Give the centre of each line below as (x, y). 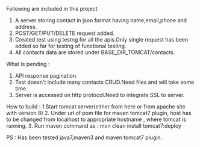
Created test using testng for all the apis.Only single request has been (102, 39)
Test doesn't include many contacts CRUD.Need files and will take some (105, 82)
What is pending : (28, 64)
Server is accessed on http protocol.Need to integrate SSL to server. (100, 95)
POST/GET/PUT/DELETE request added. (64, 33)
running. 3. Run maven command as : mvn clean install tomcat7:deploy (94, 126)
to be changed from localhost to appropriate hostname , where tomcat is (96, 119)
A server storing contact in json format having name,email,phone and (101, 20)
